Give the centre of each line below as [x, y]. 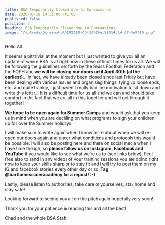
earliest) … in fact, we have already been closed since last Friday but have [80, 77]
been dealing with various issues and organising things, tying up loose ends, [83, 82]
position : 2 [17, 23]
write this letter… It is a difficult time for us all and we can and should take [80, 93]
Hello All [14, 47]
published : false [23, 19]
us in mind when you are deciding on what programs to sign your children [80, 118]
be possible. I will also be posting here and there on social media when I [78, 143]
